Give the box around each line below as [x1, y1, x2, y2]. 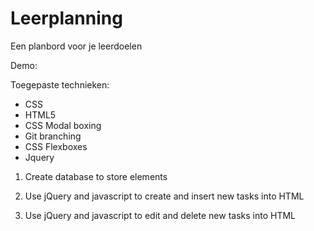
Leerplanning [10, 7, 123, 30]
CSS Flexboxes [24, 140, 88, 152]
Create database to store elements [24, 170, 168, 182]
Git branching [24, 130, 82, 142]
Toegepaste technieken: [10, 78, 110, 91]
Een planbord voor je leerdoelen [10, 40, 143, 52]
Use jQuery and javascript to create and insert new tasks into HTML [24, 190, 305, 202]
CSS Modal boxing [24, 119, 102, 131]
